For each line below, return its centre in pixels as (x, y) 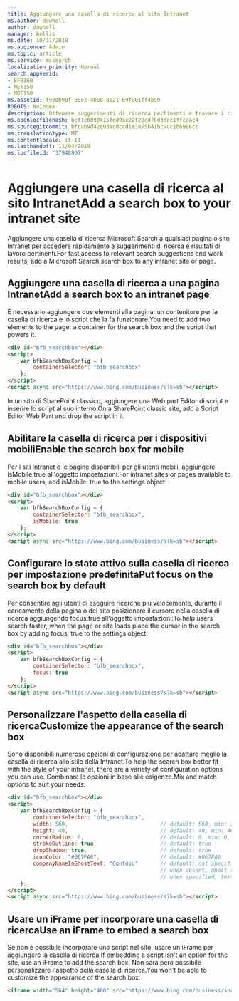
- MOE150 (20, 93)
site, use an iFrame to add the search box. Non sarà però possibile (104, 963)
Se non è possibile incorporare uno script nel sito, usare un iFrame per (110, 948)
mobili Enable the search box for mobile (96, 450)
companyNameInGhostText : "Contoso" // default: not (121, 864)
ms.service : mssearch (39, 61)
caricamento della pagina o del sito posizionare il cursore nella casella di (113, 611)
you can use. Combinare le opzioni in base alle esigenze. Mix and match (112, 777)
